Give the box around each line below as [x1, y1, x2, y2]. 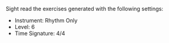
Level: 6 [14, 24, 35, 30]
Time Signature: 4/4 [14, 30, 66, 37]
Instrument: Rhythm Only [14, 17, 78, 24]
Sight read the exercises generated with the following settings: [6, 5, 163, 12]
